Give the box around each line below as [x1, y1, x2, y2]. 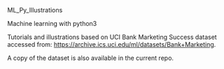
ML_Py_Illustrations [7, 6, 63, 14]
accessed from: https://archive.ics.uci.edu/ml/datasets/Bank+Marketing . [7, 40, 216, 48]
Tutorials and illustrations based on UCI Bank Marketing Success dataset [7, 33, 217, 41]
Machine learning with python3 [7, 20, 97, 27]
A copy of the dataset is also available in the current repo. [7, 54, 174, 62]
